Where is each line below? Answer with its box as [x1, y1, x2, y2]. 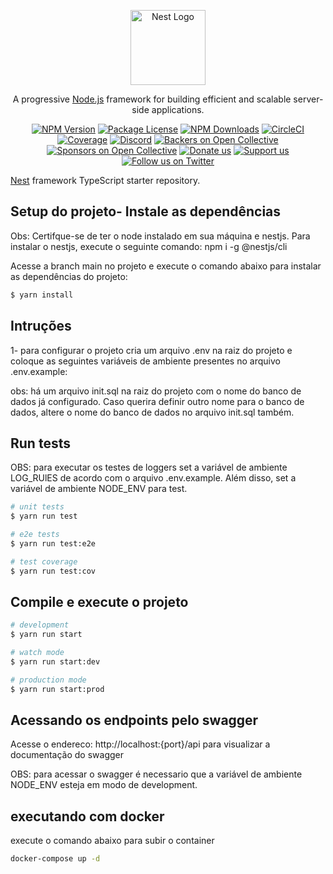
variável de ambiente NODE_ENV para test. [10, 483, 188, 495]
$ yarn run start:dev [10, 657, 101, 667]
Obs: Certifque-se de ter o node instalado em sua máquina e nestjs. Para [10, 230, 311, 242]
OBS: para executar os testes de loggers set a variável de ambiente [10, 461, 288, 474]
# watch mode [10, 648, 65, 658]
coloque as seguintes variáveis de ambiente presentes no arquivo [10, 355, 281, 367]
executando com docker [10, 808, 165, 825]
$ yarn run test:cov [10, 566, 97, 576]
